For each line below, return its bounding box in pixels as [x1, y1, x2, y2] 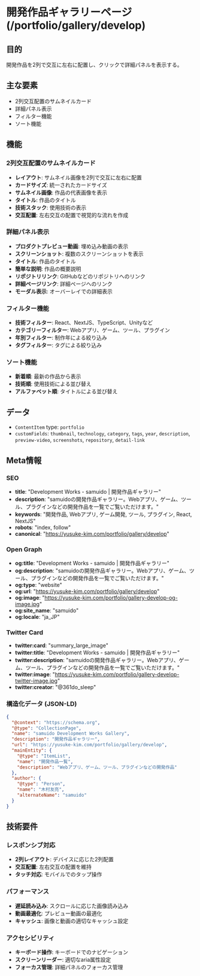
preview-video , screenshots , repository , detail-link [14, 437, 145, 444]
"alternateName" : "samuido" [17, 792, 87, 799]
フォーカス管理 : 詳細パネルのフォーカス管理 [14, 963, 123, 971]
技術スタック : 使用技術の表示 [14, 204, 87, 211]
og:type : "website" [14, 582, 63, 589]
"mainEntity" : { [11, 747, 52, 753]
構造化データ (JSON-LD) [6, 700, 77, 708]
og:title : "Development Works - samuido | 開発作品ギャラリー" [14, 560, 169, 567]
